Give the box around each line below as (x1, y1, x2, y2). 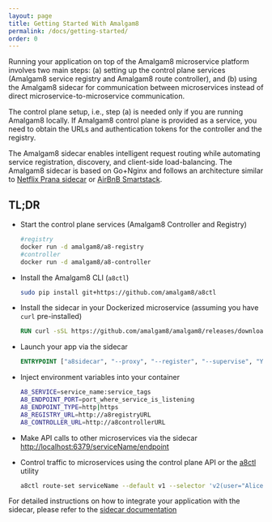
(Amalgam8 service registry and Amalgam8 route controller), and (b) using (8, 74, 257, 84)
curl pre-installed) (19, 312, 83, 321)
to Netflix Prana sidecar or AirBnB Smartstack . (8, 175, 163, 184)
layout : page (8, 11, 53, 20)
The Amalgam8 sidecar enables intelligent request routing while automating (8, 149, 261, 158)
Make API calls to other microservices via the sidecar (19, 433, 198, 442)
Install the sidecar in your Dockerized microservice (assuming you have (19, 303, 259, 313)
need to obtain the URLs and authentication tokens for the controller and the (8, 124, 262, 134)
